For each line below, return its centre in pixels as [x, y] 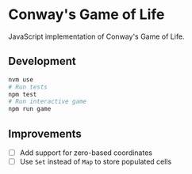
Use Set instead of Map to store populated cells [96, 161]
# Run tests [28, 87]
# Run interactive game [48, 102]
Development [42, 61]
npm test [23, 94]
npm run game [30, 109]
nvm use [21, 79]
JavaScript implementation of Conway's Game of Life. [96, 36]
